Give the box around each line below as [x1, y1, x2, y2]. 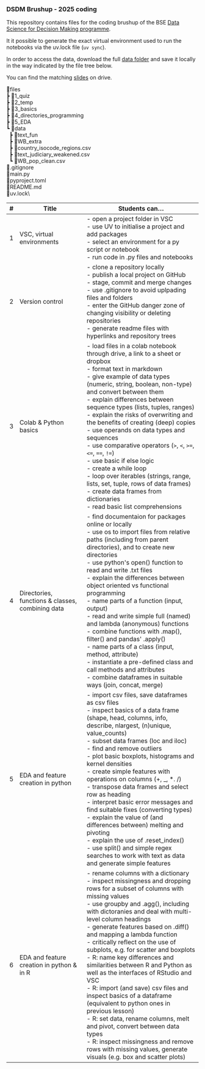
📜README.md [6, 183, 42, 191]
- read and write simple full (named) [86, 612, 191, 620]
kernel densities [86, 760, 132, 768]
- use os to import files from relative [86, 528, 190, 536]
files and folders [86, 293, 133, 302]
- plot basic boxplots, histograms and [86, 752, 195, 760]
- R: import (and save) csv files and [86, 984, 189, 992]
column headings [101, 915, 151, 923]
